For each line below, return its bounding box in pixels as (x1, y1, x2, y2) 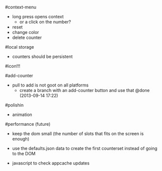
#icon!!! (5, 63, 21, 69)
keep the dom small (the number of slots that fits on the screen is (12, 131, 144, 137)
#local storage (5, 44, 34, 50)
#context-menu (5, 4, 37, 10)
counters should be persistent (12, 54, 73, 59)
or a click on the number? (19, 19, 71, 25)
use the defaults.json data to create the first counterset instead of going (12, 145, 158, 151)
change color (12, 29, 39, 35)
